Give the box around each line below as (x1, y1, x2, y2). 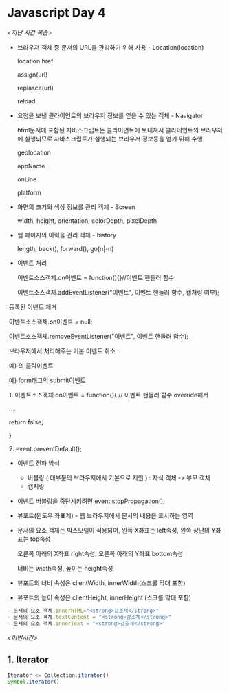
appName (17, 161, 45, 170)
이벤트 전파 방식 (17, 459, 60, 467)
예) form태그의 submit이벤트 (8, 376, 86, 384)
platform (17, 188, 41, 197)
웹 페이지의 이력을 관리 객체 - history (17, 230, 117, 239)
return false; (8, 417, 43, 426)
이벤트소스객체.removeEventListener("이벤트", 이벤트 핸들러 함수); (8, 332, 189, 340)
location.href (17, 57, 54, 65)
